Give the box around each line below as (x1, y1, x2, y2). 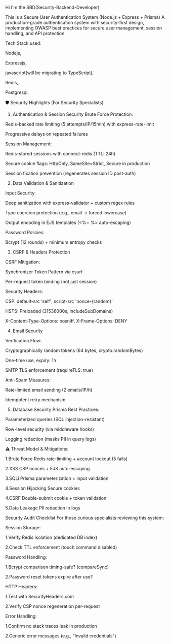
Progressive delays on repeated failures (5, 131, 89, 137)
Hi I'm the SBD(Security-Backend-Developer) (5, 5, 100, 10)
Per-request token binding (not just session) (5, 279, 97, 284)
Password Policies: (5, 230, 45, 235)
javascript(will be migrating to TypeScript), (5, 70, 94, 76)
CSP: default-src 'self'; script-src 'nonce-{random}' (5, 298, 113, 304)
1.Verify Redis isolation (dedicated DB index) (5, 534, 98, 540)
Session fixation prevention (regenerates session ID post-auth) (5, 170, 136, 176)
